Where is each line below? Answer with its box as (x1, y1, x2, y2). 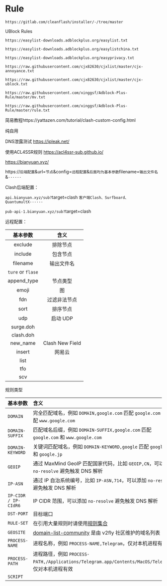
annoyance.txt (5, 68, 35, 73)
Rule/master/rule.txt (5, 108, 50, 113)
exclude (13, 241, 32, 248)
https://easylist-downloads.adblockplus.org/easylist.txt (5, 38, 128, 43)
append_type (7, 277, 39, 284)
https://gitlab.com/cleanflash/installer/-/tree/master (5, 19, 123, 24)
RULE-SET (7, 520, 28, 526)
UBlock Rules (5, 28, 33, 34)
